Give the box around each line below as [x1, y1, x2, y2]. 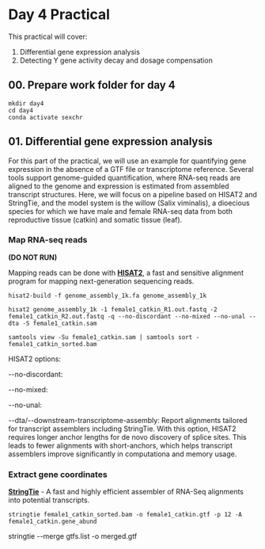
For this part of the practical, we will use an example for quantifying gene [8, 156, 247, 166]
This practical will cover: [8, 32, 88, 41]
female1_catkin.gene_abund [8, 517, 97, 526]
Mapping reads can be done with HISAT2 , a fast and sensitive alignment [8, 268, 244, 277]
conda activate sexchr [8, 113, 83, 121]
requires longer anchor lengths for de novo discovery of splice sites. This [8, 432, 247, 441]
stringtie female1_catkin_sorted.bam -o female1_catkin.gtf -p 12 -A [8, 511, 243, 519]
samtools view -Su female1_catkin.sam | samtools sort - [8, 333, 200, 341]
